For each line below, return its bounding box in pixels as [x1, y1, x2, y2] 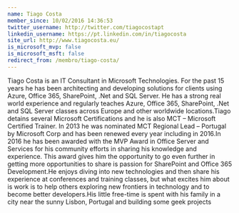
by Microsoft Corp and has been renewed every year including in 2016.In [7, 129, 221, 137]
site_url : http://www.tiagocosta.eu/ [7, 37, 120, 44]
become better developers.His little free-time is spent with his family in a [7, 189, 221, 198]
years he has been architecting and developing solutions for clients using [7, 83, 223, 93]
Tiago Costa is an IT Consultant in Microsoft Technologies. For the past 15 [7, 76, 225, 85]
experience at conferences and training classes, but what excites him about [7, 175, 230, 183]
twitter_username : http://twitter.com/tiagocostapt [7, 24, 164, 31]
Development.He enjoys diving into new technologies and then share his [7, 167, 220, 175]
